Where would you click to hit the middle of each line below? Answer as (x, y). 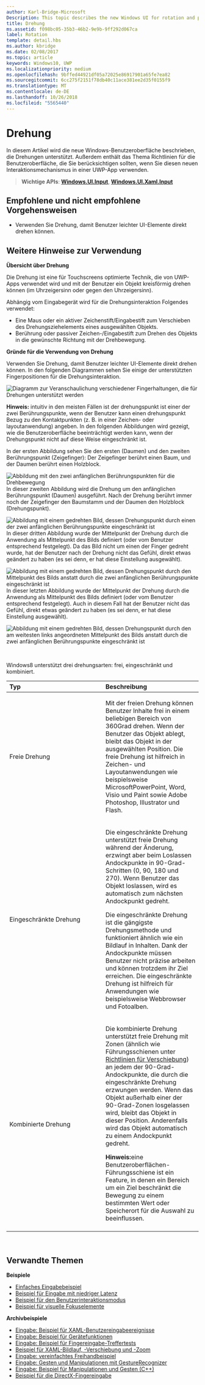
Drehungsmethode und (139, 930)
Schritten (119, 871)
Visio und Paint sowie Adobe (147, 795)
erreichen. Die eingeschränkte (149, 976)
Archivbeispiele (27, 1318)
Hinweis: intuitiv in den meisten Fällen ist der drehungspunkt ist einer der (99, 407)
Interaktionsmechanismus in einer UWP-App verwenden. (77, 169)
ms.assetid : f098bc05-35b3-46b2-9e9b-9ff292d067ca (72, 29)
